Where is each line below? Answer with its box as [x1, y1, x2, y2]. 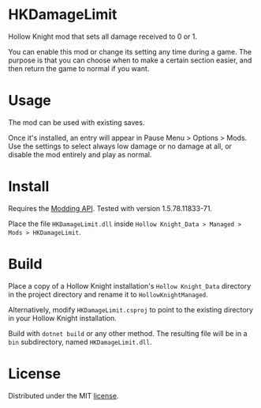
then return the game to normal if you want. [8, 63, 150, 73]
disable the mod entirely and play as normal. [8, 149, 152, 159]
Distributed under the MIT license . [8, 391, 119, 400]
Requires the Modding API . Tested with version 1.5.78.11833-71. [8, 203, 213, 213]
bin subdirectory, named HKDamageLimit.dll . [8, 337, 152, 346]
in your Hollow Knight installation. [8, 313, 117, 323]
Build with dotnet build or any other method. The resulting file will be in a [8, 328, 248, 338]
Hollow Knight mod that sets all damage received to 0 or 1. [8, 32, 198, 41]
